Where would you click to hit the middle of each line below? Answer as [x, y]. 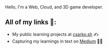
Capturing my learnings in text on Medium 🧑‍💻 [57, 41]
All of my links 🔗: [31, 22]
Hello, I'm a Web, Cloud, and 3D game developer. [54, 7]
